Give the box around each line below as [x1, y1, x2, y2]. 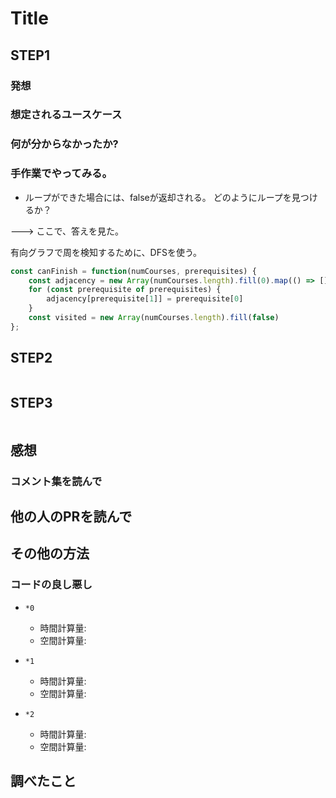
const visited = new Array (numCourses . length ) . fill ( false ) [28, 313, 280, 323]
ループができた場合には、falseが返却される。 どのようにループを [24, 191, 292, 203]
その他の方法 [10, 545, 90, 562]
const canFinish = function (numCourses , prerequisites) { [10, 266, 257, 276]
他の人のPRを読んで [10, 508, 133, 526]
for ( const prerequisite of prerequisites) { [28, 285, 222, 295]
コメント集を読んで [10, 474, 103, 488]
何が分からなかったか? [10, 137, 119, 151]
